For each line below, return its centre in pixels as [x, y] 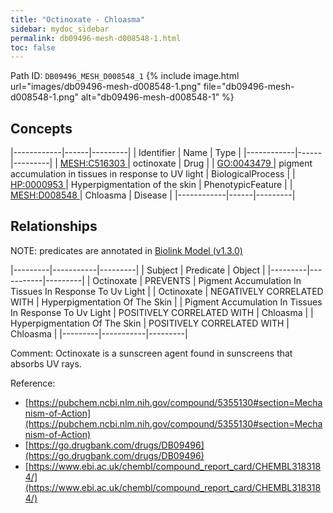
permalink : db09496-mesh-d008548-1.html [96, 38]
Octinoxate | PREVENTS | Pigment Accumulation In [197, 280]
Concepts [41, 128]
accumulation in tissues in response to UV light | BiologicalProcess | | [153, 174]
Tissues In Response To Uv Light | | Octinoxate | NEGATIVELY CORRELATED [167, 291]
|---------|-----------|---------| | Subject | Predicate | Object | [138, 270]
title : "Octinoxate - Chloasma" [77, 19]
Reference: [33, 383]
